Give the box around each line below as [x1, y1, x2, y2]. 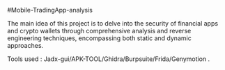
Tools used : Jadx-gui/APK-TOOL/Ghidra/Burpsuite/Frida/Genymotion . [7, 55, 210, 63]
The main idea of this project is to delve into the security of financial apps [7, 19, 218, 27]
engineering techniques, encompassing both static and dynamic [7, 34, 192, 42]
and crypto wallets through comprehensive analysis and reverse [7, 27, 192, 35]
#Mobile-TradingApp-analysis [7, 6, 93, 14]
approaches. [7, 42, 44, 49]
